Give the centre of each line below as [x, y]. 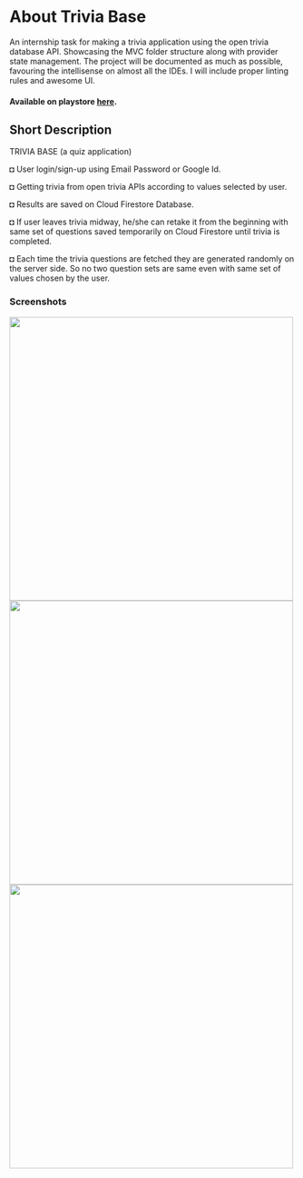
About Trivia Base [78, 17]
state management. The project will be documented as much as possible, [146, 61]
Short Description [61, 129]
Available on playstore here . [64, 101]
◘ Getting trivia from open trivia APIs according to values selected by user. [148, 187]
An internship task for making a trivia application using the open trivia [139, 42]
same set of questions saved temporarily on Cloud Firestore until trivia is [145, 232]
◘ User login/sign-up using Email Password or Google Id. [115, 169]
